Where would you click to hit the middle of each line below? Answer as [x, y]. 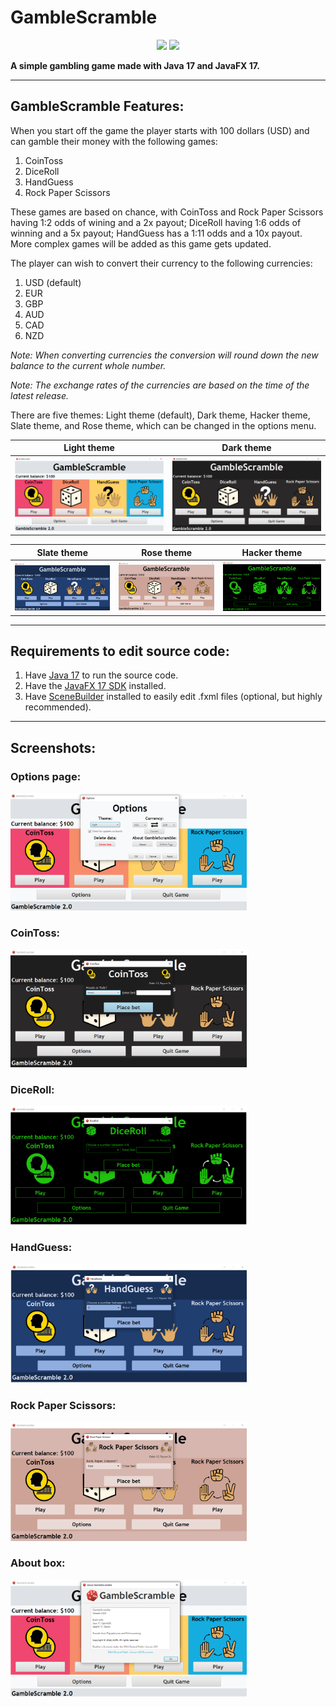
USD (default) [53, 282]
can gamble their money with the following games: [114, 141]
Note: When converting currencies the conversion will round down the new [164, 355]
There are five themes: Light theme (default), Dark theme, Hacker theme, [160, 415]
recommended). [58, 707]
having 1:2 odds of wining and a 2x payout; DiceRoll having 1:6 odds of [156, 222]
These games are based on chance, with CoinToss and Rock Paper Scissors [167, 212]
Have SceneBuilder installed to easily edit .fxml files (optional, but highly [173, 697]
